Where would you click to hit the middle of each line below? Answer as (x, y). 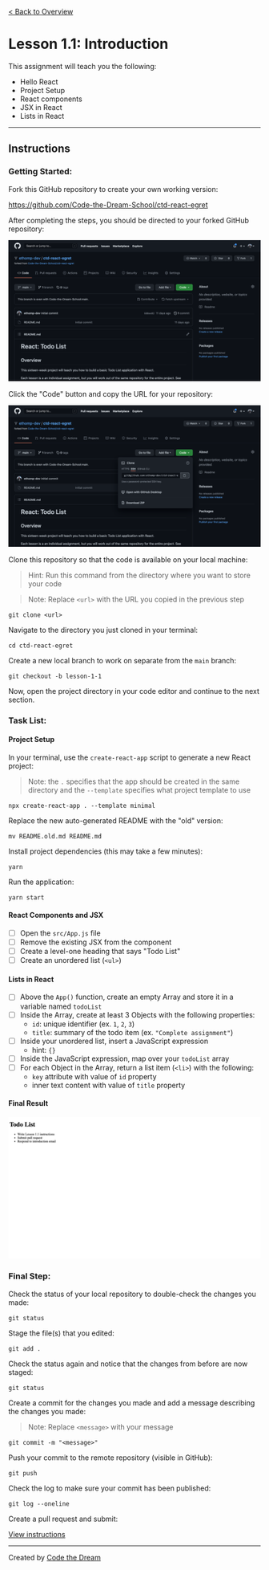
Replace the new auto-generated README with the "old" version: (116, 820)
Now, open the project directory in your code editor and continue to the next (134, 691)
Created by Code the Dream (55, 1557)
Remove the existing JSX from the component (96, 942)
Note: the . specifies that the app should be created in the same (134, 781)
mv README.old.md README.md (55, 836)
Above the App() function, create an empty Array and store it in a (126, 997)
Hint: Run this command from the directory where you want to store (139, 575)
